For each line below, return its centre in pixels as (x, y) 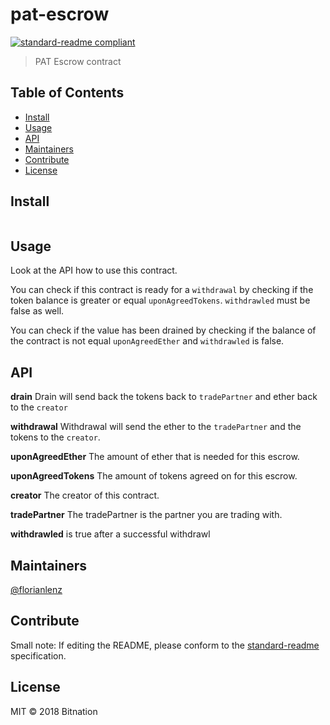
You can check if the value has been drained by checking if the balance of (163, 330)
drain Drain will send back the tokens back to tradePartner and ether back (164, 397)
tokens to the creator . (55, 437)
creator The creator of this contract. (85, 495)
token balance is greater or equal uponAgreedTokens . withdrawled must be (160, 300)
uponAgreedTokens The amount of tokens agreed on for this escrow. (154, 476)
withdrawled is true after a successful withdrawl (110, 534)
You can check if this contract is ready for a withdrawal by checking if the (162, 290)
